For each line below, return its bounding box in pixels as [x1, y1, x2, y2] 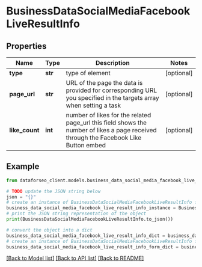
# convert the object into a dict [6, 227, 93, 233]
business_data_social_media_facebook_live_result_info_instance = [6, 205, 176, 211]
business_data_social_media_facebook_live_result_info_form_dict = [6, 244, 179, 250]
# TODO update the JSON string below [6, 188, 101, 194]
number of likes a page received [66, 126, 158, 134]
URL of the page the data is [66, 79, 143, 87]
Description [95, 59, 130, 67]
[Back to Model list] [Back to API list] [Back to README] [6, 254, 144, 262]
